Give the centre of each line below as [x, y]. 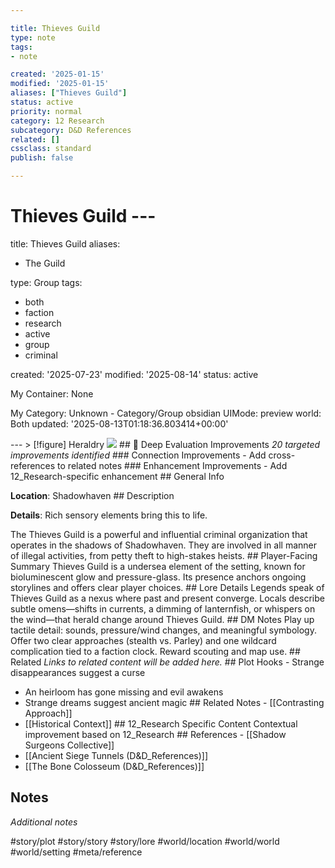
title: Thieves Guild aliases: [65, 243]
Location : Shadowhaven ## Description [92, 495]
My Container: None [52, 393]
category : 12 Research [57, 121]
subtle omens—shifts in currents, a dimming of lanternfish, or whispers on [163, 608]
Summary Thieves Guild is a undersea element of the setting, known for [158, 566]
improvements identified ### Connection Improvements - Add [138, 455]
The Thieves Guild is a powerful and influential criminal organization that [159, 534]
